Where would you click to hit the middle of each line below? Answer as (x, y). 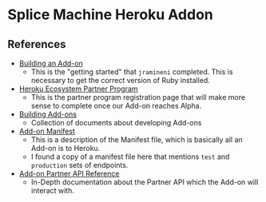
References (37, 44)
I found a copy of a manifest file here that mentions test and (130, 156)
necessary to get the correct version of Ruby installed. (121, 80)
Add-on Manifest (47, 131)
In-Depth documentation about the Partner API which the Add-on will (145, 182)
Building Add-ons (48, 114)
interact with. (53, 190)
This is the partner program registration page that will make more (138, 97)
